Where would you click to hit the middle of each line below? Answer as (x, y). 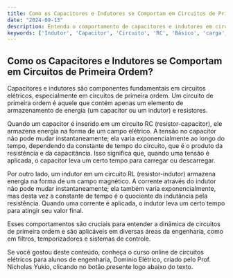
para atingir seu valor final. (45, 211)
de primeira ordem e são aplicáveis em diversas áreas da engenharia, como (115, 232)
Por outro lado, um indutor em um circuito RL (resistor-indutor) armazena (112, 174)
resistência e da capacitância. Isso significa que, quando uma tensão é (109, 154)
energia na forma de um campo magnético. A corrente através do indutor (112, 181)
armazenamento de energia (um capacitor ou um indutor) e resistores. (107, 111)
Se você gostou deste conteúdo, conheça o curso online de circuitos (106, 252)
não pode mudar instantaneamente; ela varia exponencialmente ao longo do (116, 138)
